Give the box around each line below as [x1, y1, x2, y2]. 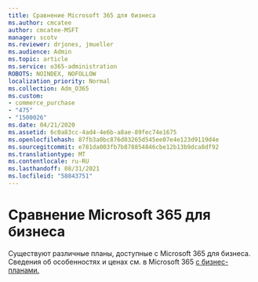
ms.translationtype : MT [8, 150, 86, 158]
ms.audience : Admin [8, 48, 72, 56]
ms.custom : [8, 92, 44, 100]
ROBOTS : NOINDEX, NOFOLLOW [8, 70, 96, 78]
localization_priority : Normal [8, 77, 111, 85]
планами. [8, 265, 40, 275]
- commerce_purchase [8, 99, 76, 107]
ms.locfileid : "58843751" [8, 172, 93, 181]
